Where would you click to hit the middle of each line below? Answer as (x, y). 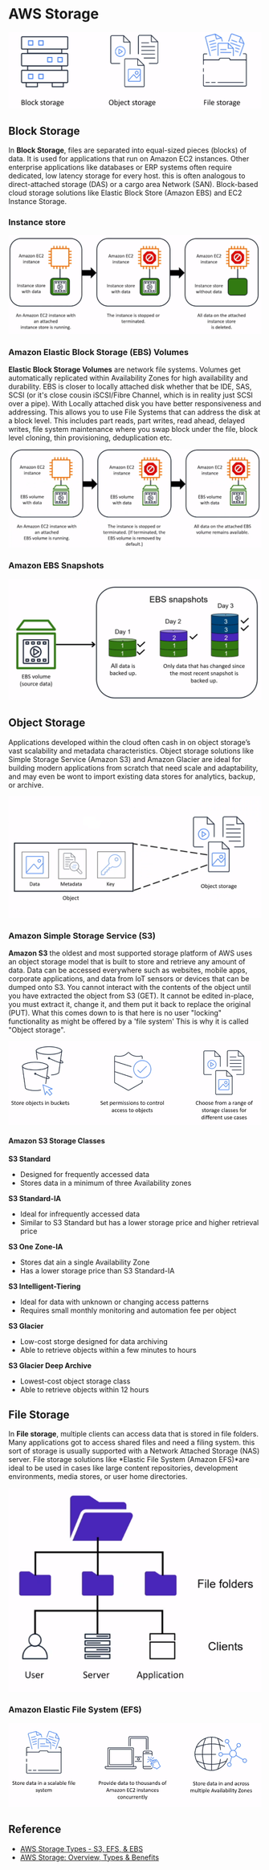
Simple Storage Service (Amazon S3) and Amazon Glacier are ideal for (125, 759)
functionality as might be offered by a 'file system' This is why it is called (128, 1021)
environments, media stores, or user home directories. (98, 1477)
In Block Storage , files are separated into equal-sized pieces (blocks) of (128, 150)
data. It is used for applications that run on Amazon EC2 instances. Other (129, 158)
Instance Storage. (38, 201)
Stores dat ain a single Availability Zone (85, 1262)
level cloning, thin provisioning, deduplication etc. (90, 438)
